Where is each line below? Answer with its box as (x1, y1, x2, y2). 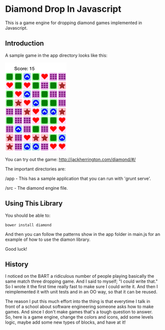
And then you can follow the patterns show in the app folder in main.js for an (5, 231, 161, 237)
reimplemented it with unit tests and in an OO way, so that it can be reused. (5, 289, 158, 295)
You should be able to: (5, 212, 51, 218)
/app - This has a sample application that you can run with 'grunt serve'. (5, 175, 151, 181)
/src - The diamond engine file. (5, 185, 68, 191)
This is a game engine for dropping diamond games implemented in (5, 20, 142, 26)
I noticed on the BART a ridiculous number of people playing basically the (5, 273, 154, 279)
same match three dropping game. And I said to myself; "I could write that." (5, 278, 158, 284)
